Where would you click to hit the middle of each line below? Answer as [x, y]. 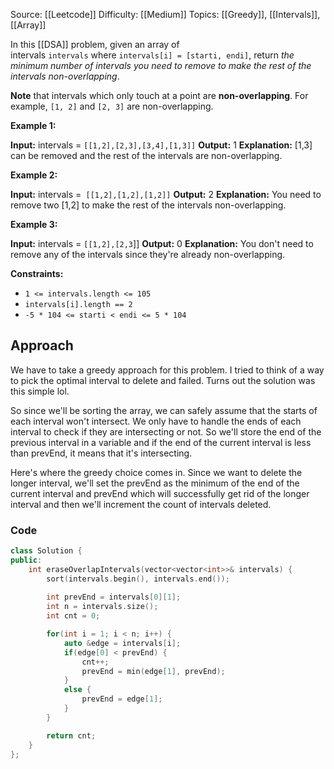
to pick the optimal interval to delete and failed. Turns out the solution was [163, 380]
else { [77, 690]
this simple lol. [40, 391]
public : [26, 560]
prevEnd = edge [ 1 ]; [122, 699]
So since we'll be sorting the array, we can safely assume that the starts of [164, 410]
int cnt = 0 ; [73, 616]
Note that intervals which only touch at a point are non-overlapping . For [159, 95]
